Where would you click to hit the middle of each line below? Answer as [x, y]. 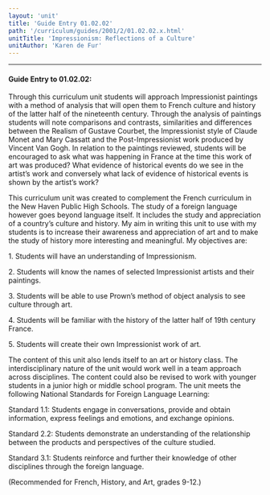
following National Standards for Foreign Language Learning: [109, 394]
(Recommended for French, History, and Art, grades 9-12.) [105, 482]
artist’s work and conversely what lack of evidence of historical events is [129, 174]
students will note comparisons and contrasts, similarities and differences [130, 122]
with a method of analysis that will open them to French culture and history [132, 105]
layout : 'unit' [34, 16]
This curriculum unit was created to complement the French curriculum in [130, 198]
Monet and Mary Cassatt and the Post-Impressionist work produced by [126, 140]
